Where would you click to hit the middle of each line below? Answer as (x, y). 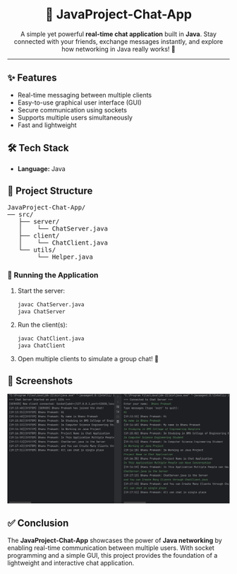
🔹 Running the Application (53, 275)
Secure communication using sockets (72, 110)
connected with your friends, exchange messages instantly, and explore (119, 41)
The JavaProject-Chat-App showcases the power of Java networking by (115, 540)
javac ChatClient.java (51, 339)
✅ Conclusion (38, 523)
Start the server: (41, 291)
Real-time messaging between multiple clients (85, 95)
